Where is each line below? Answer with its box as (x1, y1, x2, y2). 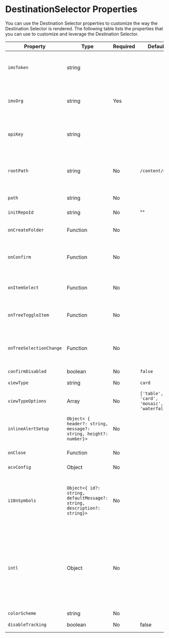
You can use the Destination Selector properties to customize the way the (5, 20, 158, 26)
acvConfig (8, 464, 31, 470)
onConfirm (8, 254, 31, 260)
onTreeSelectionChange (8, 345, 62, 351)
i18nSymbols (8, 497, 37, 503)
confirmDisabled (8, 368, 47, 374)
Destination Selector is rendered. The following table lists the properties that (5, 25, 163, 31)
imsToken (8, 65, 29, 70)
